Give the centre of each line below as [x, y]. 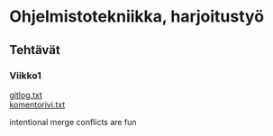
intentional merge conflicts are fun [73, 122]
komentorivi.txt [37, 104]
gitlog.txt [26, 95]
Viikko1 [26, 76]
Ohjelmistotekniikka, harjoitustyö [136, 17]
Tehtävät [35, 50]
